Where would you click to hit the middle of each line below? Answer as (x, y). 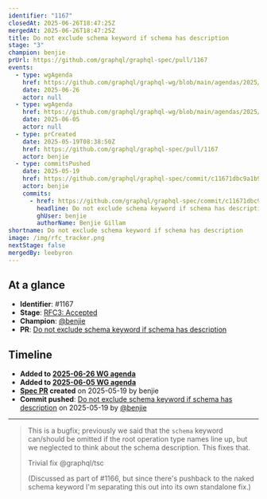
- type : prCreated (46, 134)
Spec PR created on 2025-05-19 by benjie (89, 391)
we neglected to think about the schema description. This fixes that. (139, 448)
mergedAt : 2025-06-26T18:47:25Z (62, 30)
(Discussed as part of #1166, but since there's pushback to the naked (141, 478)
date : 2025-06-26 (51, 90)
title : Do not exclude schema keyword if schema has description (118, 38)
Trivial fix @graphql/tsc (66, 463)
